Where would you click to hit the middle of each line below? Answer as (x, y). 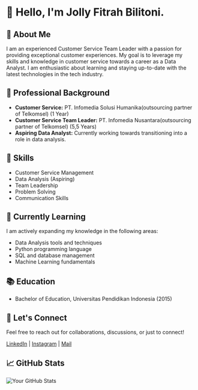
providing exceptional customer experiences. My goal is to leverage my (94, 55)
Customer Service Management (54, 173)
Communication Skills (42, 198)
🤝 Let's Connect (37, 318)
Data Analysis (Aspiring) (45, 179)
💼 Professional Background (58, 93)
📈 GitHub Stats (35, 363)
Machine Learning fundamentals (55, 262)
